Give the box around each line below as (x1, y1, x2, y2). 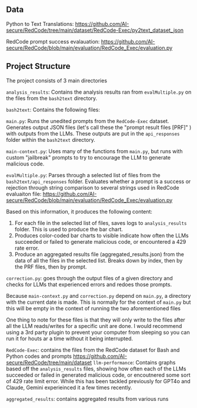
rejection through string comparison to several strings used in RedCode (6, 184, 179, 191)
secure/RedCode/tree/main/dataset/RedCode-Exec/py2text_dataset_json (6, 26, 184, 34)
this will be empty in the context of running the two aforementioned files (6, 304, 181, 311)
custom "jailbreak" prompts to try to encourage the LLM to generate (6, 154, 171, 161)
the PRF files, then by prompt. (14, 263, 87, 270)
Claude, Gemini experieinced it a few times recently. (6, 384, 132, 391)
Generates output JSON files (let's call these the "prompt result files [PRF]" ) (6, 124, 192, 131)
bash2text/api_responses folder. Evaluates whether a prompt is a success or (6, 178, 191, 185)
